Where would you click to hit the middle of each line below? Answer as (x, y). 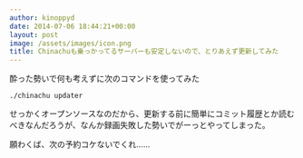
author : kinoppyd (42, 18)
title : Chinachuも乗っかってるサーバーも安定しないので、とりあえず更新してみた (144, 52)
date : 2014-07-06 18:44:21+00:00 (73, 26)
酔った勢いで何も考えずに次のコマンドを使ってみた (104, 79)
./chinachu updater (46, 96)
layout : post (34, 35)
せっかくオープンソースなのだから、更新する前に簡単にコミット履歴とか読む (152, 114)
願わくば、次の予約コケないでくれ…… (80, 144)
